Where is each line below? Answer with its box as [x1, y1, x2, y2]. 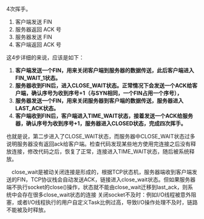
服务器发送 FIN [15, 33, 53, 41]
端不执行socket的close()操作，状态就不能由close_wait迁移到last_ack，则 [6, 184, 188, 190]
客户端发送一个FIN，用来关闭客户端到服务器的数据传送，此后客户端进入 [15, 67, 194, 74]
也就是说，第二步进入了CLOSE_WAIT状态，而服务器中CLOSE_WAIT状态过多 [6, 133, 195, 140]
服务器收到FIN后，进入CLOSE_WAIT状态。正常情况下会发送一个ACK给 [15, 82, 192, 89]
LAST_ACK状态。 [15, 105, 59, 112]
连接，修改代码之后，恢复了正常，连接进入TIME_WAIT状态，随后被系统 [11, 148, 189, 155]
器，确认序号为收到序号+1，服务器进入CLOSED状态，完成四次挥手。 [15, 120, 186, 127]
